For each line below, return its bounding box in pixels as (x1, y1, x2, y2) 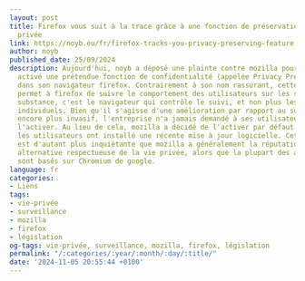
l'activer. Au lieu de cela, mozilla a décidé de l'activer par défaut (17, 123, 295, 132)
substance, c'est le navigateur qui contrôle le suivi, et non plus (17, 97, 282, 107)
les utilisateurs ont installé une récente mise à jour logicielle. (17, 131, 282, 140)
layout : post (9, 13, 59, 23)
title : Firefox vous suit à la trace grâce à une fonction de (9, 22, 250, 31)
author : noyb (9, 47, 59, 56)
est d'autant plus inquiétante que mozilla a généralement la (17, 140, 258, 149)
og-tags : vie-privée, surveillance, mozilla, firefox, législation (9, 241, 271, 250)
